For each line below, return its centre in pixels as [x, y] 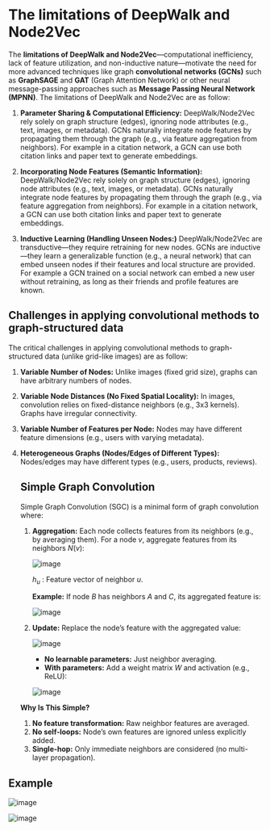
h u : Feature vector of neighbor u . [87, 580]
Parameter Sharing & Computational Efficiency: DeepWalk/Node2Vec [137, 113]
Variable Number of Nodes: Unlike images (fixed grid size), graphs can [139, 371]
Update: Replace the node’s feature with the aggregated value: [137, 628]
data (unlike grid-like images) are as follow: [116, 356]
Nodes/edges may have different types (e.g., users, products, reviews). [139, 461]
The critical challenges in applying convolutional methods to [108, 347]
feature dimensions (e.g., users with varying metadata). [112, 437]
